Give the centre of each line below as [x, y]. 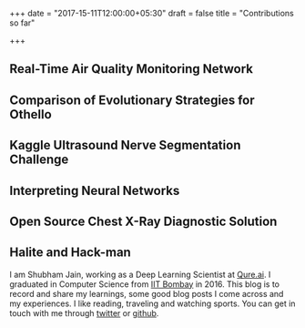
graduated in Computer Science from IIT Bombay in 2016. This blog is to [145, 284]
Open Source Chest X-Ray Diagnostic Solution [143, 221]
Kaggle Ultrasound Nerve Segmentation [125, 145]
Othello [30, 114]
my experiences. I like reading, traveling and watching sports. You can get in [152, 303]
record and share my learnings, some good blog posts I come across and [147, 293]
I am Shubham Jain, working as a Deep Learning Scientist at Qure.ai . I [140, 274]
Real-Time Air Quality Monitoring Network [131, 69]
